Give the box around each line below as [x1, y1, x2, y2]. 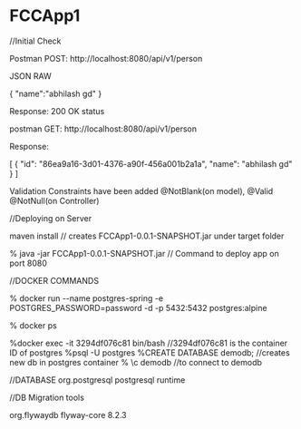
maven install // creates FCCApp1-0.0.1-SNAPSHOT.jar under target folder [9, 230, 285, 241]
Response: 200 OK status [9, 105, 105, 116]
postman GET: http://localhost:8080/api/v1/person [9, 123, 198, 134]
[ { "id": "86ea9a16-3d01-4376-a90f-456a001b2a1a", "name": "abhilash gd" [9, 158, 293, 169]
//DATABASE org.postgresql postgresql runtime [9, 374, 186, 385]
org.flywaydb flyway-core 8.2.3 [9, 409, 127, 420]
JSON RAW [9, 70, 52, 82]
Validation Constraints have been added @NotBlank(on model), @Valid [9, 185, 274, 196]
